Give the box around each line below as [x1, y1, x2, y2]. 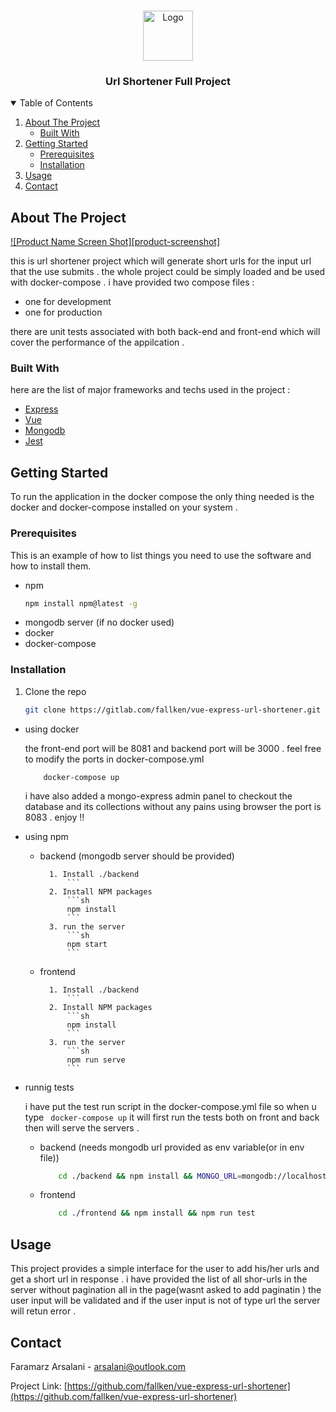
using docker [24, 723, 80, 735]
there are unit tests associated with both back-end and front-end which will [10, 326, 321, 338]
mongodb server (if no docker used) [24, 616, 175, 629]
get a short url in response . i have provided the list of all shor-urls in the [10, 1273, 308, 1285]
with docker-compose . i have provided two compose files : [10, 276, 255, 289]
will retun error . [10, 1305, 77, 1317]
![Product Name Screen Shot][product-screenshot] [10, 236, 221, 248]
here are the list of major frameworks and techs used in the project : [10, 384, 291, 396]
